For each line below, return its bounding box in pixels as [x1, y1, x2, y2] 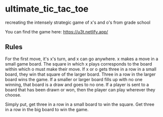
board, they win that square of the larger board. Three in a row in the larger [5, 71, 156, 77]
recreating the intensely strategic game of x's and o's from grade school [5, 19, 150, 25]
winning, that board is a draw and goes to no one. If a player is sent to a [5, 82, 149, 87]
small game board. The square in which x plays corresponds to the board [5, 61, 152, 67]
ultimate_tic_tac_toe [5, 3, 89, 15]
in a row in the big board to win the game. [5, 106, 89, 112]
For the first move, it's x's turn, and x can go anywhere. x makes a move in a [5, 56, 159, 62]
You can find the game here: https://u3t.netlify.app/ [5, 29, 108, 34]
